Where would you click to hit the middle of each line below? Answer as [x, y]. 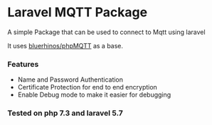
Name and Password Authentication [70, 80]
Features [23, 64]
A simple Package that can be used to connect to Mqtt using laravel [106, 32]
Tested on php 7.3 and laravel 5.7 [65, 113]
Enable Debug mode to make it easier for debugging [94, 95]
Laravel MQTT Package [78, 12]
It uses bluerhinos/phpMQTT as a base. [65, 45]
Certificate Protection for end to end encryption [88, 87]
